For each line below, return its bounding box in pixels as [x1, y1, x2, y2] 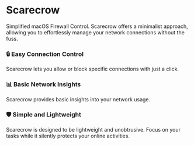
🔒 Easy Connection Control [6, 50, 84, 58]
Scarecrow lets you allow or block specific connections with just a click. [6, 65, 179, 73]
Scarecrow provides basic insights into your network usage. [6, 96, 151, 102]
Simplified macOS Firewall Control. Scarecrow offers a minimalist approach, [6, 23, 188, 30]
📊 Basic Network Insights [6, 80, 81, 89]
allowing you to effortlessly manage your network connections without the [6, 29, 185, 36]
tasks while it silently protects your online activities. [6, 132, 130, 139]
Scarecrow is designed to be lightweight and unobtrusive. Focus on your [6, 126, 181, 133]
